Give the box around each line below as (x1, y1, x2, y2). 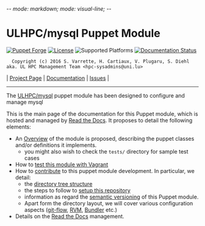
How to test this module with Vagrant (15, 161, 109, 168)
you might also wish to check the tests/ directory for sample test (24, 147, 189, 155)
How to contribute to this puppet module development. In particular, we (15, 167, 195, 174)
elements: (6, 123, 32, 130)
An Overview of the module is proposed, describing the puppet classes (15, 135, 195, 142)
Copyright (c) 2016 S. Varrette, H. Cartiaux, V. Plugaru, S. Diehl (12, 58, 190, 65)
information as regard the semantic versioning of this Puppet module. (24, 193, 199, 200)
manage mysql (6, 98, 44, 105)
